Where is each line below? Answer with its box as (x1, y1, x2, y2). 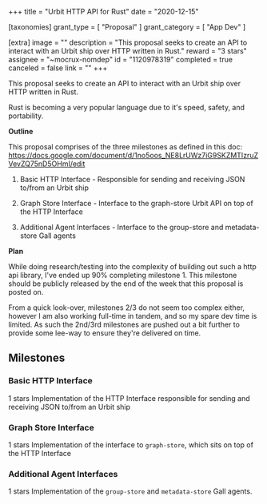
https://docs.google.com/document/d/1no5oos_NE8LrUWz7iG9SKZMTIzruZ (8, 151, 258, 160)
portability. (8, 111, 44, 121)
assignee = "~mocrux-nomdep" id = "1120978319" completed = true (8, 55, 233, 64)
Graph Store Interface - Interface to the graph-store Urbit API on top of (19, 199, 253, 208)
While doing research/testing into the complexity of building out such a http (8, 262, 257, 271)
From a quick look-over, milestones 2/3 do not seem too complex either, (8, 303, 245, 312)
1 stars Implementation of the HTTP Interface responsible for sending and (8, 393, 250, 403)
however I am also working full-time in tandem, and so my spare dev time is (8, 312, 257, 320)
